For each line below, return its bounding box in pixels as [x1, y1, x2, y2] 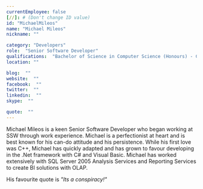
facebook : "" [6, 81, 42, 88]
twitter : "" [6, 87, 39, 93]
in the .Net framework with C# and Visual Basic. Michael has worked [6, 151, 177, 158]
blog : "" [6, 70, 31, 76]
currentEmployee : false [6, 8, 66, 15]
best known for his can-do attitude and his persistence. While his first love [6, 138, 192, 146]
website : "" [6, 75, 39, 82]
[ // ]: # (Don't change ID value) [6, 14, 91, 21]
